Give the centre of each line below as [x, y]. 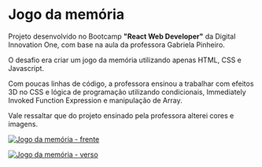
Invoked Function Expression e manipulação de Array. [95, 100]
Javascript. [26, 68]
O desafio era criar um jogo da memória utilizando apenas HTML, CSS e [125, 60]
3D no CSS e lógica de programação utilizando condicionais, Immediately [127, 91]
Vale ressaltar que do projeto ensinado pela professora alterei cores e [121, 115]
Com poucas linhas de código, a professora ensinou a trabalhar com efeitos [131, 83]
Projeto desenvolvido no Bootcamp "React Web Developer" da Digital [122, 36]
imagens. [23, 124]
